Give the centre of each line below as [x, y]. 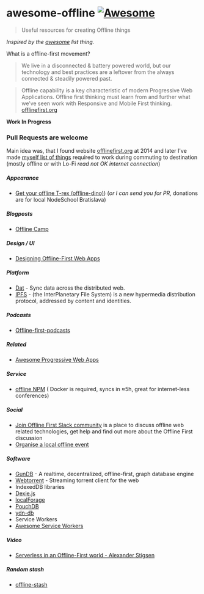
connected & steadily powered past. [67, 78]
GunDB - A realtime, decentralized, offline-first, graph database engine [104, 474]
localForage [30, 500]
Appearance [23, 178]
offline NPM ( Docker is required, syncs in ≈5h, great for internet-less [102, 389]
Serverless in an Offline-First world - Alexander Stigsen [85, 555]
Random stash [25, 569]
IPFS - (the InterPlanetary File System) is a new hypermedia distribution [105, 295]
